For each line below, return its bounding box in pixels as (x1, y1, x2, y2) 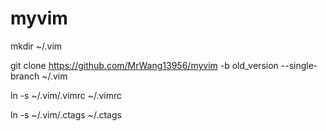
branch (10, 70, 40, 82)
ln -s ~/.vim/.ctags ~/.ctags (10, 108, 122, 121)
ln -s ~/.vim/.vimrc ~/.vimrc (10, 89, 123, 101)
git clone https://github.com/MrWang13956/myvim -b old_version (10, 59, 279, 71)
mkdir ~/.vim (10, 40, 63, 52)
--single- (280, 59, 318, 71)
